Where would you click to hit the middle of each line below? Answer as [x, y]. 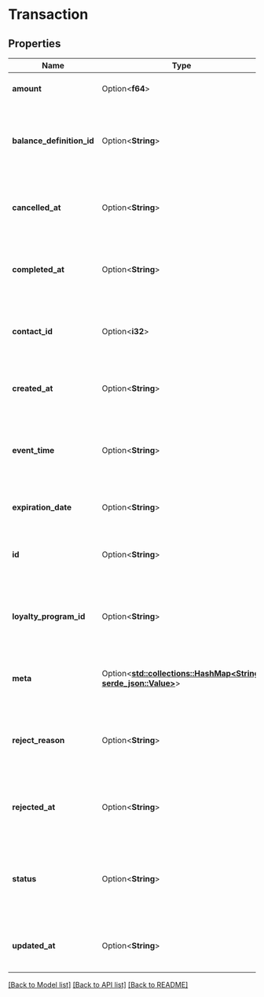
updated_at [34, 945]
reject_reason [38, 740]
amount [27, 88]
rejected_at [34, 807]
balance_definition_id [53, 141]
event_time [33, 450]
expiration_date [42, 507]
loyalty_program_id [49, 616]
